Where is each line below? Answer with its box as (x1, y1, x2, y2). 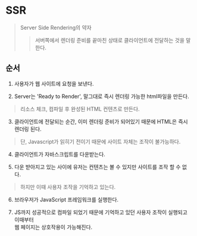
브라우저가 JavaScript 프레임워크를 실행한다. (14, 196, 119, 203)
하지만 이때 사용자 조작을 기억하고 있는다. (20, 183, 116, 190)
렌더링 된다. (14, 125, 42, 133)
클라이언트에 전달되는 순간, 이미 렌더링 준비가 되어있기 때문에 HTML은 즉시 (14, 118, 188, 125)
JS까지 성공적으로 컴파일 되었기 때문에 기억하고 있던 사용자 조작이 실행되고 (14, 209, 188, 216)
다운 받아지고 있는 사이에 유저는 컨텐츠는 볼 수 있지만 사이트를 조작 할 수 (14, 163, 181, 170)
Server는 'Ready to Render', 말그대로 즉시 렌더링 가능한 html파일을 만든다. (14, 93, 189, 100)
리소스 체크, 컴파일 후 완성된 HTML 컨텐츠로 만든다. (20, 105, 140, 112)
